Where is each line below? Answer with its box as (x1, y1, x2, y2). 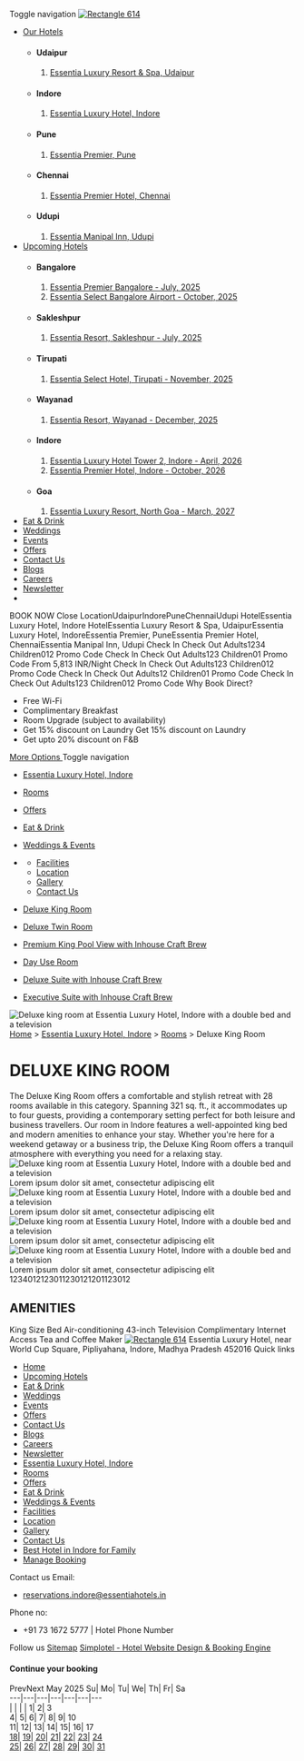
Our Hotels (22, 26, 64, 36)
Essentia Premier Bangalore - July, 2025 (49, 282, 201, 292)
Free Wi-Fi (22, 696, 63, 707)
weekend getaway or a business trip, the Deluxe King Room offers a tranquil (9, 1139, 294, 1150)
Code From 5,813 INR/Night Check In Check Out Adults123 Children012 (9, 658, 275, 669)
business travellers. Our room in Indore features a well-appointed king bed (9, 1120, 288, 1131)
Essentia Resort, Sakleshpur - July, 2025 (49, 332, 202, 343)
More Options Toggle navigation (9, 752, 130, 763)
